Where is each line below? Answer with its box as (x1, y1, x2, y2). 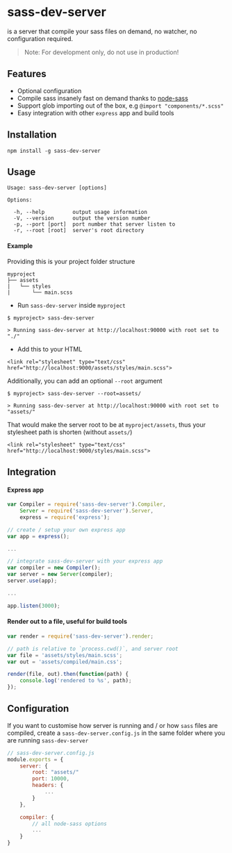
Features (7, 68, 47, 80)
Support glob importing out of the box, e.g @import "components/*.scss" (17, 101, 224, 110)
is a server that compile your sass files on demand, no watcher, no (7, 27, 197, 35)
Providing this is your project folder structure (7, 257, 135, 265)
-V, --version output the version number (13, 215, 151, 222)
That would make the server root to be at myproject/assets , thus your (7, 420, 206, 429)
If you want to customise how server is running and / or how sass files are (7, 721, 218, 729)
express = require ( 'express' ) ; (19, 513, 110, 521)
